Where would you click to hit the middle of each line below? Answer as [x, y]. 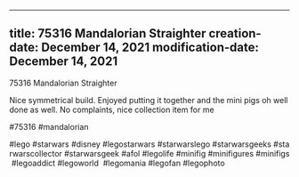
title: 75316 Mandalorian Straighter [108, 33]
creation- [235, 33]
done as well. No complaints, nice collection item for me [112, 109]
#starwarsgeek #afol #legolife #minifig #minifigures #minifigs [177, 153]
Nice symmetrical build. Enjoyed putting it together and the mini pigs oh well [149, 100]
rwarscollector [36, 153]
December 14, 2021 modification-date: [150, 48]
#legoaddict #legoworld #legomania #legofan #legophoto [118, 163]
